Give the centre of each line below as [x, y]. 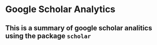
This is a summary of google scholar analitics [79, 28]
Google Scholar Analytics [60, 9]
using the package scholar [48, 36]
